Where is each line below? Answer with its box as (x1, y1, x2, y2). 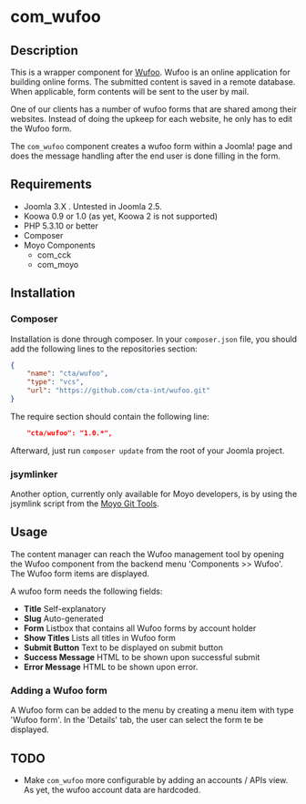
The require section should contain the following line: (10, 411, 210, 422)
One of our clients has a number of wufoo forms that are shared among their (10, 104, 297, 115)
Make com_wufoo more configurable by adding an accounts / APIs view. (23, 774, 289, 785)
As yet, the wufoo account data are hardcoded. (23, 784, 201, 795)
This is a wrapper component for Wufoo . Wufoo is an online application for (10, 66, 291, 77)
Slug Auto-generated (23, 613, 104, 624)
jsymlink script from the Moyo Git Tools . (10, 498, 160, 509)
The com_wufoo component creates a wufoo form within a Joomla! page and (10, 141, 292, 151)
